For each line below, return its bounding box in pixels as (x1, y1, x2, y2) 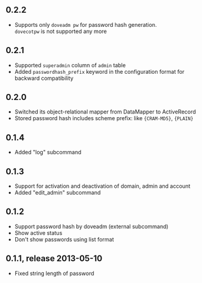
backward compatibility (14, 74, 74, 82)
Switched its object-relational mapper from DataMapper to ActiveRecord (14, 108, 196, 115)
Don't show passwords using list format (14, 235, 114, 243)
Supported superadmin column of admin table (14, 61, 126, 69)
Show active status (14, 229, 63, 237)
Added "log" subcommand (14, 149, 82, 156)
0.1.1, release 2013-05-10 (5, 253, 103, 264)
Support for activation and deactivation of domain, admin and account (14, 182, 191, 190)
